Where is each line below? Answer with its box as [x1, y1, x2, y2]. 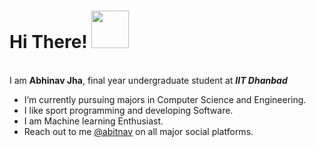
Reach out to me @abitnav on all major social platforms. [23, 125, 254, 137]
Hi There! [9, 31, 88, 54]
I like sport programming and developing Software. [23, 104, 234, 116]
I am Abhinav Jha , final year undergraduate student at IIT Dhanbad [9, 74, 288, 86]
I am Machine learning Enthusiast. [23, 115, 164, 127]
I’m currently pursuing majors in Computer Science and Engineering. [23, 93, 307, 105]
